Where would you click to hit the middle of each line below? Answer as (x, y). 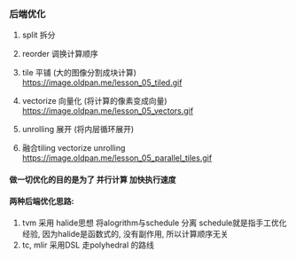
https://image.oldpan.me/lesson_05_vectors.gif (107, 111)
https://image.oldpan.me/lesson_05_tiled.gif (102, 82)
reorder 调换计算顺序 (60, 54)
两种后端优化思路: (42, 201)
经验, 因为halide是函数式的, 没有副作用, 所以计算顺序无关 (125, 234)
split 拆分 (39, 35)
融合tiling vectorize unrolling (74, 148)
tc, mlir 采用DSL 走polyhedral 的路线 (88, 245)
